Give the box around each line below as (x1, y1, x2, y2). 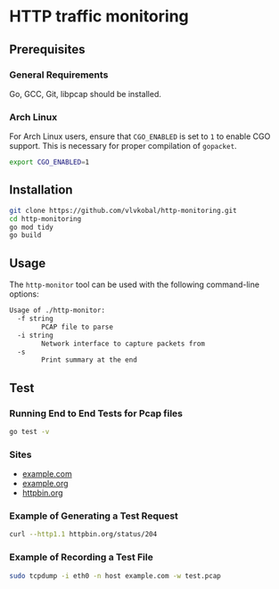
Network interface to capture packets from (41, 339, 205, 348)
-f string (17, 315, 53, 323)
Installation (9, 183, 73, 198)
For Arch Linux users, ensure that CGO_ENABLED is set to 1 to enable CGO (9, 131, 271, 142)
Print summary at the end (41, 356, 138, 364)
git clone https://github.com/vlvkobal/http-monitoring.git (9, 206, 238, 215)
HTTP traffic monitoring (9, 6, 189, 27)
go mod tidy (9, 223, 53, 232)
